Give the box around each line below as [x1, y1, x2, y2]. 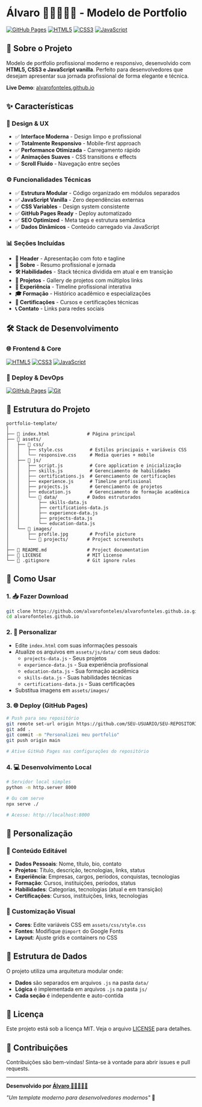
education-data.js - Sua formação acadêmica [23, 667, 139, 675]
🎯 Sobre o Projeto [6, 43, 73, 54]
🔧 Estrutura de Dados [6, 952, 87, 962]
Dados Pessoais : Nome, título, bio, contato [14, 860, 122, 867]
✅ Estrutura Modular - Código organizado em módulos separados [14, 189, 180, 196]
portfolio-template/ [6, 420, 58, 426]
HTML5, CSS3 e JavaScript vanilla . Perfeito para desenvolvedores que [6, 66, 183, 73]
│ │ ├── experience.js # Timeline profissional [6, 478, 152, 484]
